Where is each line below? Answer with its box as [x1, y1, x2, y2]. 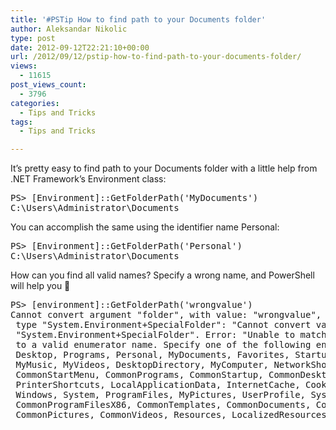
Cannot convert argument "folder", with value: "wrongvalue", [10, 309, 322, 321]
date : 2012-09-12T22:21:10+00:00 [10, 42, 150, 53]
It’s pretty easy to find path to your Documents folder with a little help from [10, 162, 318, 175]
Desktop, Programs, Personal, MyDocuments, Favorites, [15, 349, 290, 361]
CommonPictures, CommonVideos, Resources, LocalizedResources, [15, 409, 333, 421]
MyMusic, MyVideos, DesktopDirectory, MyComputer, [15, 359, 270, 371]
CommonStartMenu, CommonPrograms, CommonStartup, [15, 369, 264, 381]
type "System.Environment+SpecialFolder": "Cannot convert [15, 319, 312, 331]
